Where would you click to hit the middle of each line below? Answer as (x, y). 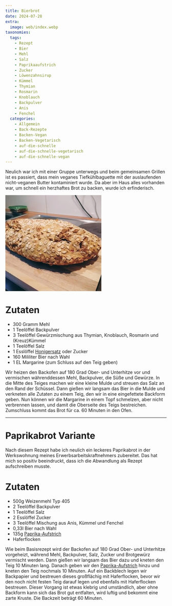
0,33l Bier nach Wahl (35, 528)
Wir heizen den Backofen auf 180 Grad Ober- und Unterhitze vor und (78, 372)
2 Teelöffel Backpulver (36, 507)
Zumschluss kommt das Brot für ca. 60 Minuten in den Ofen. (69, 410)
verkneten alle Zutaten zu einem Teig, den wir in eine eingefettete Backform (85, 394)
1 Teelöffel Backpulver (36, 330)
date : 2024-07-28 (24, 16)
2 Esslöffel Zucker (32, 517)
